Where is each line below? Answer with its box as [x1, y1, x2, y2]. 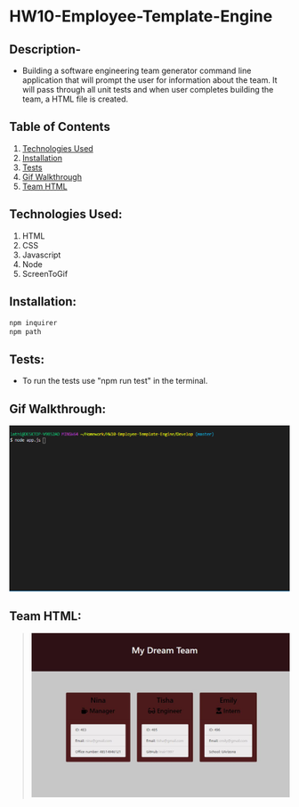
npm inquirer [9, 319, 58, 328]
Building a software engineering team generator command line [21, 65, 252, 76]
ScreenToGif [21, 268, 69, 279]
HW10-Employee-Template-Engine [9, 6, 273, 27]
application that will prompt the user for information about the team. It [21, 75, 278, 86]
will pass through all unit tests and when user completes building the [21, 85, 274, 94]
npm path [9, 328, 42, 337]
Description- [9, 42, 82, 57]
